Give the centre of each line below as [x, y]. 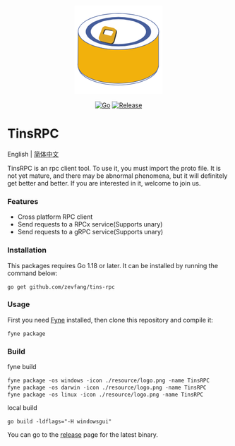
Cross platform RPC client [55, 217]
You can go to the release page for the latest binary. [83, 435]
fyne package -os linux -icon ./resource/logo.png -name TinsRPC [105, 395]
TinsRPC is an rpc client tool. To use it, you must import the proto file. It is [114, 168]
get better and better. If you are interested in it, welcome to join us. [104, 183]
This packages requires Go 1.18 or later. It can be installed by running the [113, 265]
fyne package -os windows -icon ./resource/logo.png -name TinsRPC [109, 381]
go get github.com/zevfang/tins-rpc [61, 287]
